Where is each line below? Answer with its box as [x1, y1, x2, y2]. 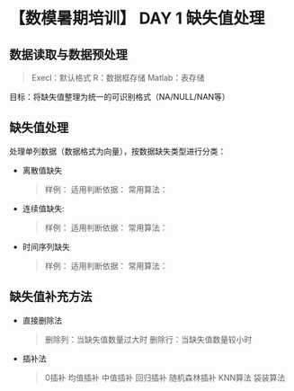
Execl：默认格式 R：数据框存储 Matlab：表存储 [31, 73, 205, 83]
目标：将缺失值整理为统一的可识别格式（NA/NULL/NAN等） [9, 92, 231, 102]
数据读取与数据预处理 [9, 47, 128, 62]
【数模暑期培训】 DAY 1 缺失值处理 [9, 8, 265, 29]
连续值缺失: [22, 203, 65, 214]
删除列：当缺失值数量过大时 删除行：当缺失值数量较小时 [44, 333, 253, 344]
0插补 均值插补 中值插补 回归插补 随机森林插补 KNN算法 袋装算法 [44, 372, 286, 383]
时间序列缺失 [22, 241, 70, 252]
